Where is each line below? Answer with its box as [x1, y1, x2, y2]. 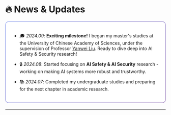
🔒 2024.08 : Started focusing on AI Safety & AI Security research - [19, 61, 159, 67]
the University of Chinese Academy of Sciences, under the [19, 40, 143, 47]
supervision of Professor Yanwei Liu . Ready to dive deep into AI [19, 45, 153, 52]
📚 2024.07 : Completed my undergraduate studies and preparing [19, 79, 156, 85]
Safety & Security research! [19, 51, 77, 57]
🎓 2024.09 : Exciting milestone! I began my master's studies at [19, 33, 154, 39]
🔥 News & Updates [5, 4, 85, 15]
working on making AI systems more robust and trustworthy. [19, 68, 147, 75]
